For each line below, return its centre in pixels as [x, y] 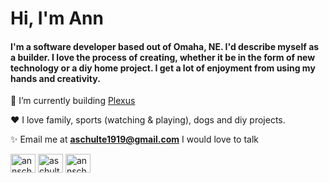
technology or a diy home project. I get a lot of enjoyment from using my [163, 68]
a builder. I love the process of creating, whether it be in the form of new [163, 57]
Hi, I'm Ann [57, 18]
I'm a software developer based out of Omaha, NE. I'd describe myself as [165, 46]
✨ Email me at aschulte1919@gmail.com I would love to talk [135, 139]
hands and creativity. [55, 78]
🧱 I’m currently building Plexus [73, 101]
